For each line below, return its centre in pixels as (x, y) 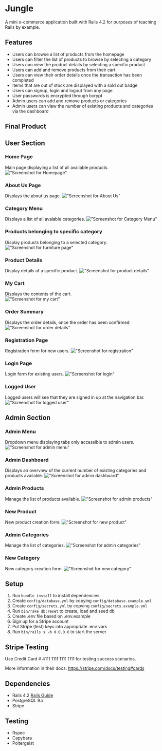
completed (23, 80)
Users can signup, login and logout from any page (62, 90)
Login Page (19, 363)
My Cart (15, 283)
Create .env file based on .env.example (51, 616)
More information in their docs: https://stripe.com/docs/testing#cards (75, 668)
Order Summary (24, 312)
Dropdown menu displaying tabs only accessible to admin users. (70, 442)
